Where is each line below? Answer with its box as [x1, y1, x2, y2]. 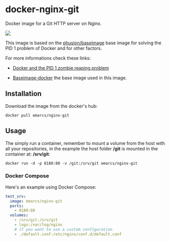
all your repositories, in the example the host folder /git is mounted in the [5, 145, 158, 152]
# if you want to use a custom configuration [14, 227, 113, 232]
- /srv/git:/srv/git [14, 218, 58, 223]
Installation [5, 89, 42, 98]
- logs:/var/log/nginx [14, 222, 63, 227]
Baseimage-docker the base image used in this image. [12, 75, 127, 81]
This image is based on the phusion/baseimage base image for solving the [5, 40, 162, 46]
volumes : [10, 213, 29, 218]
